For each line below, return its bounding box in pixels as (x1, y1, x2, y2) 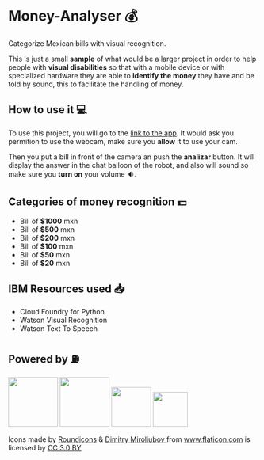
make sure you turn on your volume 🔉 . (8, 169, 137, 179)
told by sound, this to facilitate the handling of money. (8, 79, 184, 89)
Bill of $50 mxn (19, 249, 71, 259)
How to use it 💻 (8, 103, 87, 116)
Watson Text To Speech (19, 324, 98, 333)
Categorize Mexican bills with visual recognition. (8, 38, 166, 48)
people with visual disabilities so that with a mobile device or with (8, 62, 225, 72)
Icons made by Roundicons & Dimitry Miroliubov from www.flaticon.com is (8, 435, 251, 444)
